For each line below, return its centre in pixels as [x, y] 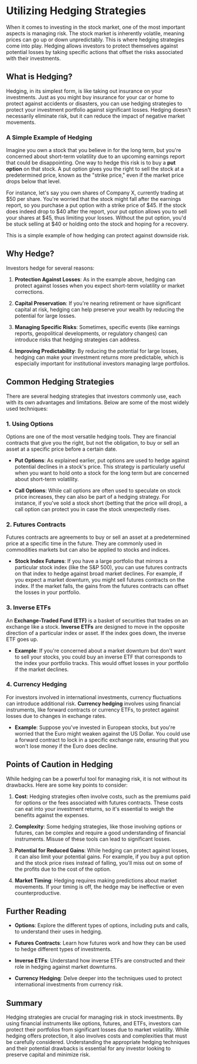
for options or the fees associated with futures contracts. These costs [99, 803]
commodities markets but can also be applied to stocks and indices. [88, 550]
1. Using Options [30, 424]
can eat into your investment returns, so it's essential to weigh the [94, 808]
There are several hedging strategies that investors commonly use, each [94, 396]
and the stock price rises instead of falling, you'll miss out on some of [98, 862]
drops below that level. [34, 182]
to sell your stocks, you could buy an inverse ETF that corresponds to [98, 657]
